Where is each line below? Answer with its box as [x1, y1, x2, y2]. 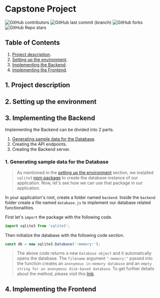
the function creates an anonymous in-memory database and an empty [16, 261, 152, 267]
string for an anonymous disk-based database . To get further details [16, 266, 155, 272]
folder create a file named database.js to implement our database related [5, 200, 151, 205]
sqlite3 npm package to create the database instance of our [16, 174, 138, 180]
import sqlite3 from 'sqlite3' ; [5, 223, 70, 228]
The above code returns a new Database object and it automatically [16, 251, 152, 256]
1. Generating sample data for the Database [5, 158, 109, 165]
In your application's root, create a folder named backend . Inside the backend [5, 194, 156, 200]
